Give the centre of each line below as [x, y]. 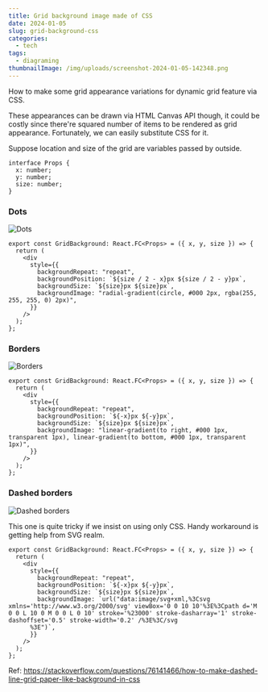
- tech [27, 46]
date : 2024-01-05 [37, 23]
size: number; [39, 184]
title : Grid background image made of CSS [80, 16]
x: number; [34, 170]
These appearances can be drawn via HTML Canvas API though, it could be [134, 115]
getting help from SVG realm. [56, 535]
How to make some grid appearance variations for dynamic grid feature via [133, 91]
